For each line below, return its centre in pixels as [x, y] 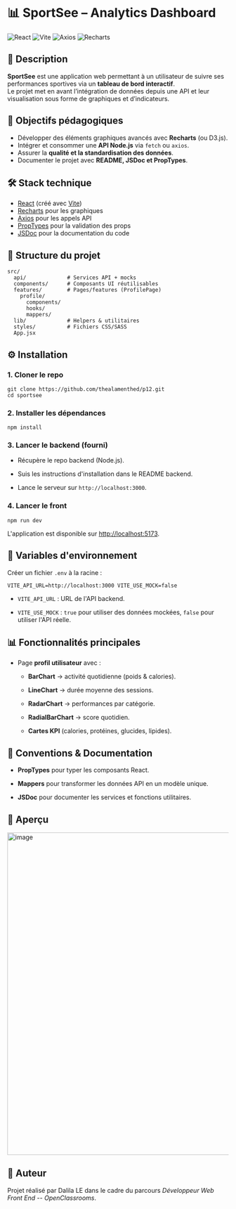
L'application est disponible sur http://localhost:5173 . [84, 534]
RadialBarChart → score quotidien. [79, 718]
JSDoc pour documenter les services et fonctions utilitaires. [104, 797]
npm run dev [25, 520]
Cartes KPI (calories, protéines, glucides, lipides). [100, 731]
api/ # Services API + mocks [75, 278]
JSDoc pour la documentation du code [73, 233]
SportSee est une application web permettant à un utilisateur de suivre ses [116, 76]
